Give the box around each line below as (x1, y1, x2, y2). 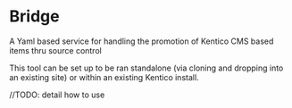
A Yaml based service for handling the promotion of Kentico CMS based (9, 36, 274, 46)
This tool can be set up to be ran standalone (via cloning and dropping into (9, 62, 284, 73)
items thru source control (9, 45, 103, 55)
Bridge (9, 6, 60, 27)
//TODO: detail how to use (9, 89, 105, 100)
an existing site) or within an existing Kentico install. (9, 71, 199, 82)
